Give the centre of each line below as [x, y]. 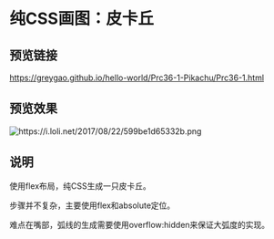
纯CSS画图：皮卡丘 [82, 19]
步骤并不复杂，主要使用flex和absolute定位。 [92, 205]
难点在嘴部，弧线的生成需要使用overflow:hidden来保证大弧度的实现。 [140, 224]
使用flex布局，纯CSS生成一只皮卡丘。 [81, 186]
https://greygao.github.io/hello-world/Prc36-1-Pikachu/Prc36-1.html [137, 78]
